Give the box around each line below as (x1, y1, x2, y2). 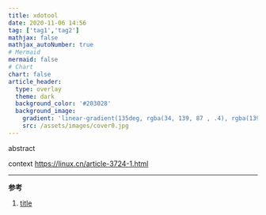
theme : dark (15, 92, 55, 100)
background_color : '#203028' (15, 100, 112, 107)
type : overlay (15, 85, 62, 93)
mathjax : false (8, 33, 59, 42)
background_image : (15, 107, 77, 115)
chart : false (8, 70, 51, 78)
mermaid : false (8, 56, 59, 64)
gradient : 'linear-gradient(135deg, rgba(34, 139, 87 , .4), (22, 115, 228, 123)
